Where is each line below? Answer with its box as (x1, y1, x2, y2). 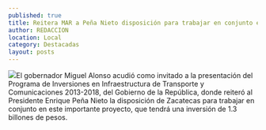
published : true (8, 11, 62, 20)
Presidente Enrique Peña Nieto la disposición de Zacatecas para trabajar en (8, 96, 255, 105)
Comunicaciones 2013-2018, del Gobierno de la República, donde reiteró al (8, 87, 253, 97)
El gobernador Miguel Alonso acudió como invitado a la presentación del (16, 71, 253, 80)
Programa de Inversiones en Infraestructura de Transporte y (8, 80, 204, 88)
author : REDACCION (8, 26, 69, 34)
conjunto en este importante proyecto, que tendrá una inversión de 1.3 (8, 104, 237, 113)
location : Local (8, 33, 62, 42)
